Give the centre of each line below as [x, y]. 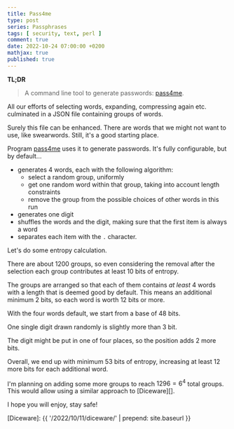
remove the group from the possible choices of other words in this [123, 199]
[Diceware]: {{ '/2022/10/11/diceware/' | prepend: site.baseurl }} [99, 418]
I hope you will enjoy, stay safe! [53, 404]
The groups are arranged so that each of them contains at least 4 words [111, 285]
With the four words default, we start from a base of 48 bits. [94, 313]
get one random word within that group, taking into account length [124, 184]
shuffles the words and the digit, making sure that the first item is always [122, 222]
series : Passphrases [37, 27]
